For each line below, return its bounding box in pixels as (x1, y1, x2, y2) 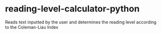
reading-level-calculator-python (5, 3, 140, 14)
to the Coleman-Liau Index (5, 24, 59, 30)
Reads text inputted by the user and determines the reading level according (5, 19, 157, 25)
